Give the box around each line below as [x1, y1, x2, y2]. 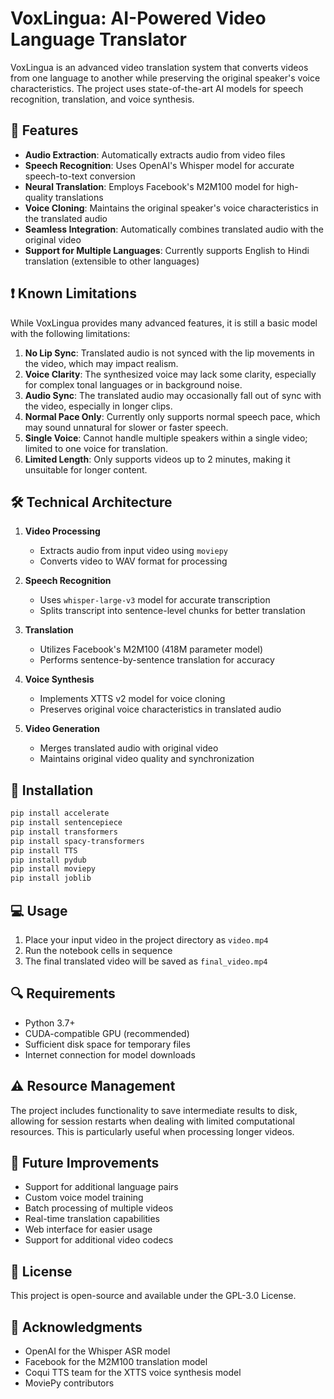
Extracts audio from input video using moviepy [39, 545, 228, 557]
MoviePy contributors [24, 1377, 115, 1389]
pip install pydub [10, 855, 87, 865]
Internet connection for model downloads [24, 1048, 196, 1061]
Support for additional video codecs [24, 1234, 174, 1246]
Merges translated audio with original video [39, 742, 219, 754]
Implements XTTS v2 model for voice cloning [39, 693, 226, 705]
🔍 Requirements [10, 985, 116, 1002]
